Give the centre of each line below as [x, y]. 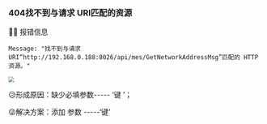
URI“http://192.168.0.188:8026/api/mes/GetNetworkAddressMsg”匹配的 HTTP [133, 58]
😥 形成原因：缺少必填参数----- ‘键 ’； [70, 95]
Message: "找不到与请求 [44, 49]
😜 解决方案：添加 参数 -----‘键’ [59, 112]
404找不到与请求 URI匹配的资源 [70, 12]
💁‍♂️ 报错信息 [28, 32]
